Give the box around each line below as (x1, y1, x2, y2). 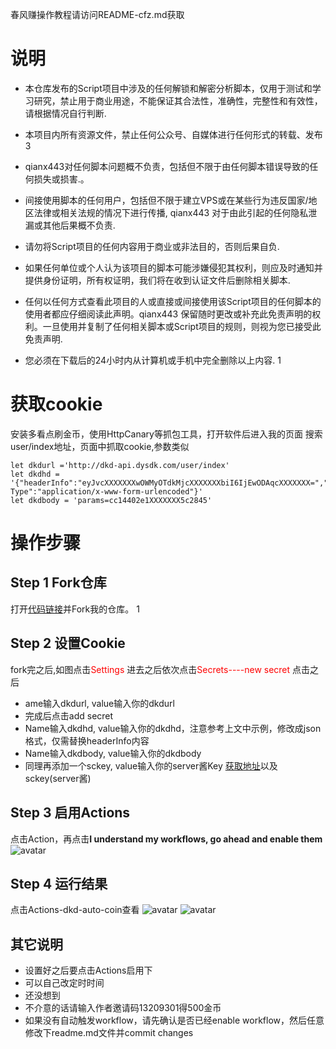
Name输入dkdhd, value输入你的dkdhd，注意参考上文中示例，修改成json (24, 722, 322, 734)
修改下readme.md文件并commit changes (24, 1027, 194, 1039)
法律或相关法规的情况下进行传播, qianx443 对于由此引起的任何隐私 (33, 206, 309, 218)
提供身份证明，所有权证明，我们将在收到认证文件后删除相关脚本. (24, 274, 291, 286)
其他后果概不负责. (42, 219, 116, 231)
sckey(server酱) (24, 772, 92, 784)
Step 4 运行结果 (10, 875, 108, 892)
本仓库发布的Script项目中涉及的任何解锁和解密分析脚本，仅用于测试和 (24, 82, 313, 94)
